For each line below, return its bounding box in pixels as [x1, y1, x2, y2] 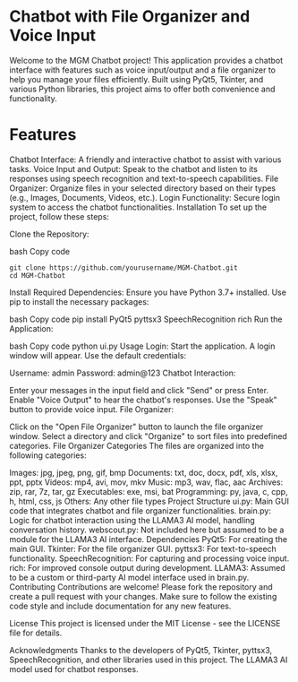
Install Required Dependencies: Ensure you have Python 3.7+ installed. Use [9, 287, 286, 298]
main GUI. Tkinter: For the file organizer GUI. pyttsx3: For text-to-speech [9, 543, 277, 554]
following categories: [9, 450, 87, 461]
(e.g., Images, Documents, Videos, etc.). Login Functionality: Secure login [9, 192, 280, 203]
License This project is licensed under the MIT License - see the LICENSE [9, 617, 281, 628]
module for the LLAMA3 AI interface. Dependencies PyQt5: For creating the [9, 533, 288, 544]
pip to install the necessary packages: [9, 296, 149, 306]
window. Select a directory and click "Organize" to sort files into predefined [9, 430, 288, 441]
